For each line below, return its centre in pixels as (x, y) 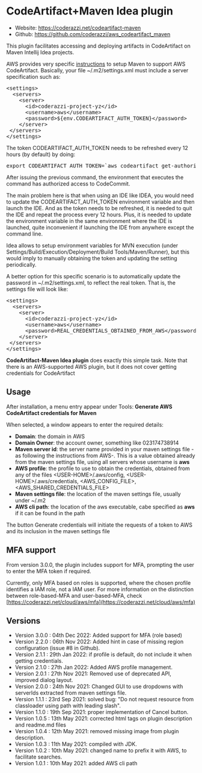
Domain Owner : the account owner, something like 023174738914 (97, 443)
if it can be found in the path (50, 513)
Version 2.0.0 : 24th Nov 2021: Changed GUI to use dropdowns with (99, 687)
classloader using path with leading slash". (68, 706)
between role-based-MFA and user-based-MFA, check (74, 595)
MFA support (31, 550)
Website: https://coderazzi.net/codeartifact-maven (78, 28)
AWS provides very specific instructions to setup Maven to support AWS (96, 64)
